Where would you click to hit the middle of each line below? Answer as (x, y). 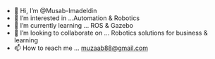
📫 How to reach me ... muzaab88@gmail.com (81, 48)
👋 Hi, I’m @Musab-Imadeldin (55, 11)
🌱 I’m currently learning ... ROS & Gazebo (74, 25)
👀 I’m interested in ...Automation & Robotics (76, 18)
